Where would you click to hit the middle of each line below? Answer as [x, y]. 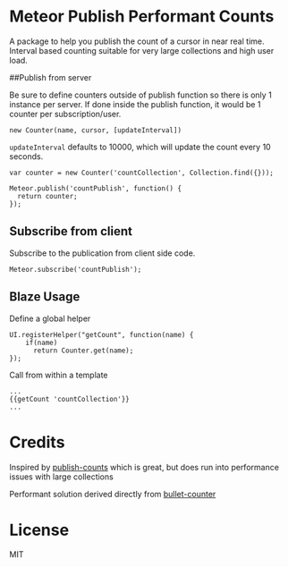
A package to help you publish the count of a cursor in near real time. [137, 41]
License [39, 530]
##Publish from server [51, 77]
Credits [37, 442]
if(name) [42, 343]
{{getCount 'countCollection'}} [69, 399]
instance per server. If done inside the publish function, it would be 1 [135, 104]
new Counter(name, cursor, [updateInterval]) [95, 130]
